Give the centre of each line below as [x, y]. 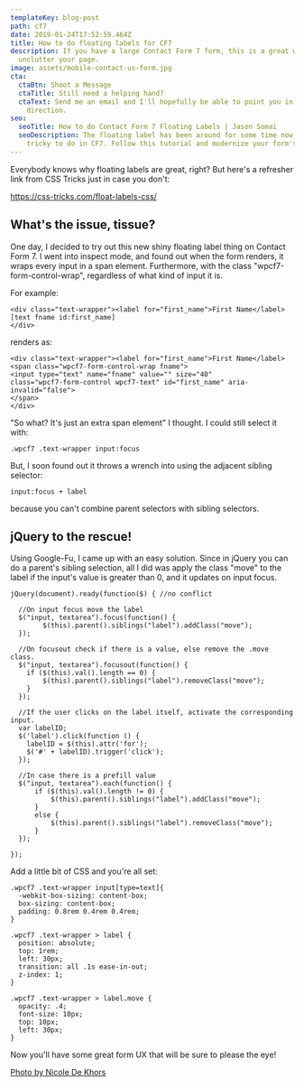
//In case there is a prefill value [87, 776]
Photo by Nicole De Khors [58, 1072]
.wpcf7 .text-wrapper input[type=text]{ [88, 888]
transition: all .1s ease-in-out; [83, 967]
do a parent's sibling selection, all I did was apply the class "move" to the [146, 568]
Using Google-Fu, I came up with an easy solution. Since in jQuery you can [149, 558]
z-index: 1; [41, 975]
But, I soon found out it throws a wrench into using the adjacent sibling [142, 465]
